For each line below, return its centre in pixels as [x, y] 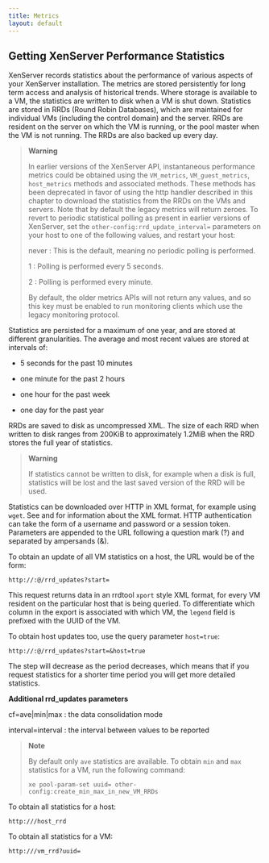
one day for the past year [62, 410]
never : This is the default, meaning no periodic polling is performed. [142, 251]
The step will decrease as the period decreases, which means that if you [129, 666]
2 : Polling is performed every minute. [90, 282]
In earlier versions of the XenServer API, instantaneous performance [141, 167]
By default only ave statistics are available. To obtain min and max [134, 761]
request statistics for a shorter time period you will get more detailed [122, 675]
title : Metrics [34, 16]
